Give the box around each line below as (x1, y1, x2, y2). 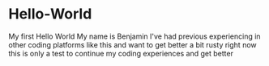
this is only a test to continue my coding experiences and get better (8, 48, 233, 58)
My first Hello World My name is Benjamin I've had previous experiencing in (8, 31, 261, 41)
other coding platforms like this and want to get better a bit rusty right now (8, 39, 257, 49)
